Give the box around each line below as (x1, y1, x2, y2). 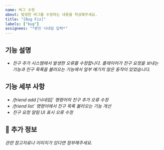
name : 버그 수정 (5, 7, 35, 13)
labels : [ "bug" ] (5, 21, 39, 27)
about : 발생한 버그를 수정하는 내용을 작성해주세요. (5, 12, 98, 17)
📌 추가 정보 (5, 125, 38, 134)
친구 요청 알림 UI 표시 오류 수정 (12, 109, 74, 115)
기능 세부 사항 (5, 82, 45, 91)
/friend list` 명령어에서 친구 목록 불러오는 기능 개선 (12, 103, 111, 109)
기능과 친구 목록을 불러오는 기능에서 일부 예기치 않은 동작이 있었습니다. (12, 66, 150, 72)
